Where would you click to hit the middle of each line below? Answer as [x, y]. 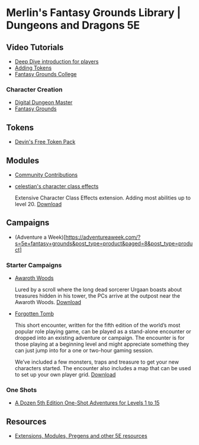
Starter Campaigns [34, 265]
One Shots [22, 390]
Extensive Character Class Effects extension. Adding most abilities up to [103, 198]
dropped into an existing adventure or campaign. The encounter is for [100, 338]
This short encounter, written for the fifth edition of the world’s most [97, 325]
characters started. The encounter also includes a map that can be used [103, 368]
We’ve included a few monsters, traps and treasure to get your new [97, 362]
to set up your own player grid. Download [65, 375]
